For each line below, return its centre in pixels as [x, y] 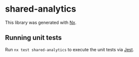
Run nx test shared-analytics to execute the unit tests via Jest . [69, 49]
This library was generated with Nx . [41, 22]
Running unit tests [33, 38]
